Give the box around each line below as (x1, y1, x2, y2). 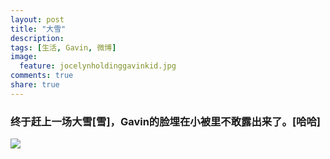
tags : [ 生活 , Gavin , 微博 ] (10, 42, 117, 53)
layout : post (10, 14, 65, 25)
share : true (10, 80, 60, 90)
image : (10, 52, 38, 62)
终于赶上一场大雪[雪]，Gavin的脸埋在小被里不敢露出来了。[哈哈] (10, 114, 321, 128)
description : (10, 33, 65, 43)
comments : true (10, 71, 74, 81)
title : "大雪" (10, 24, 67, 34)
